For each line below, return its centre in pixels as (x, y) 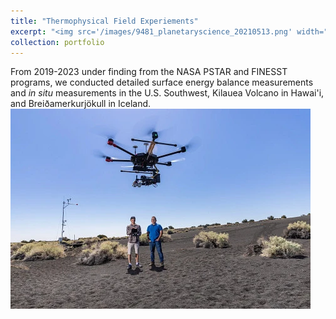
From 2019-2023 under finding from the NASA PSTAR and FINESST (149, 72)
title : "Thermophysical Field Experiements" (104, 21)
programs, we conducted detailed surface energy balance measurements (162, 82)
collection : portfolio (57, 42)
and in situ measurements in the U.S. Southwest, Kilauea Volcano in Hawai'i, (167, 93)
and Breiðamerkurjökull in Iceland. (81, 104)
